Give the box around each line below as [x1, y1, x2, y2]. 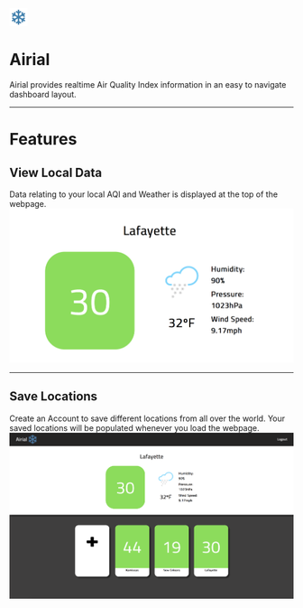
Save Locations [9, 388, 97, 405]
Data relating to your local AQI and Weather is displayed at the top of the [9, 189, 278, 200]
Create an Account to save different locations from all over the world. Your [9, 413, 286, 424]
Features [9, 129, 78, 150]
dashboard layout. [9, 89, 77, 99]
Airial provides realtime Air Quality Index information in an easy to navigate [9, 79, 287, 89]
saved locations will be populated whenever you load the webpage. [9, 422, 260, 433]
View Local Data [9, 164, 102, 180]
